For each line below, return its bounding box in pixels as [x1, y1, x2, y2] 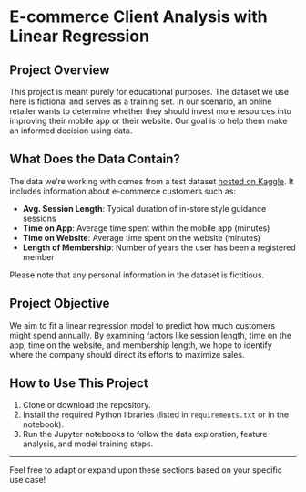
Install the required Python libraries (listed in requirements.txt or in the [22, 409, 290, 421]
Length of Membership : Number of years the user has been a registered [22, 242, 296, 253]
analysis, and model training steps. [22, 438, 154, 449]
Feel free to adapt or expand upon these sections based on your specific [9, 465, 282, 476]
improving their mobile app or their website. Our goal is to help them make [9, 116, 288, 126]
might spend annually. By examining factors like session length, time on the [9, 330, 292, 340]
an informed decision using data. [9, 125, 133, 136]
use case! [9, 475, 46, 486]
